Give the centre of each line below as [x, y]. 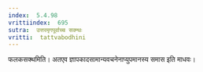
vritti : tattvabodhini [47, 37]
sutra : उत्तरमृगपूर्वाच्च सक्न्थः [45, 30]
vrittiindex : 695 [38, 23]
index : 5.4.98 [33, 15]
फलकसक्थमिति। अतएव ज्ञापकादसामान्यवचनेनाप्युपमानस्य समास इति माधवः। [102, 59]
